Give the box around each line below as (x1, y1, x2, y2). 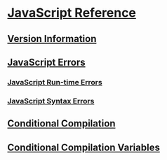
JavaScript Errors (7, 56, 86, 68)
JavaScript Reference (7, 5, 137, 21)
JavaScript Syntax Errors (7, 96, 95, 106)
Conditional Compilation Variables (7, 141, 160, 153)
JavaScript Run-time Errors (7, 77, 103, 87)
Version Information (7, 33, 97, 45)
